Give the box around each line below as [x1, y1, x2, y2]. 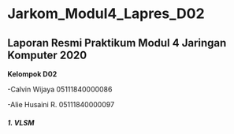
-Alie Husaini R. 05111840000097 [7, 100, 115, 109]
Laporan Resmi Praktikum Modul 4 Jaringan [7, 36, 227, 50]
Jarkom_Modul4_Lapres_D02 [7, 5, 206, 23]
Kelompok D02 [7, 69, 58, 79]
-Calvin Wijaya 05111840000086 [7, 84, 113, 94]
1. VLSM [7, 117, 35, 127]
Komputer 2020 [7, 48, 87, 61]
